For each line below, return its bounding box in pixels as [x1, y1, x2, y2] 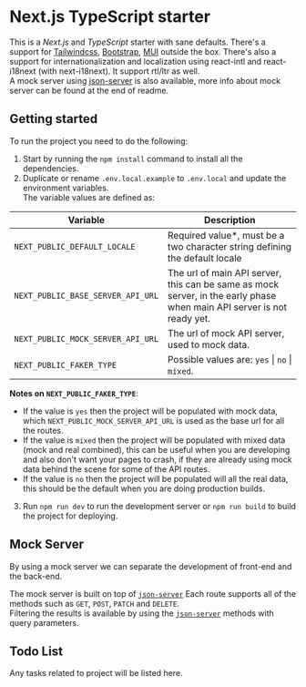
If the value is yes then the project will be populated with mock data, [22, 405, 278, 416]
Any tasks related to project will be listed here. [9, 668, 184, 679]
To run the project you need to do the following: [9, 135, 189, 147]
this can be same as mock [167, 278, 280, 291]
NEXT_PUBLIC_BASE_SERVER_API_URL [14, 290, 159, 301]
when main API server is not [167, 301, 288, 313]
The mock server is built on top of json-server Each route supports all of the [9, 588, 297, 599]
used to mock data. [167, 338, 250, 351]
